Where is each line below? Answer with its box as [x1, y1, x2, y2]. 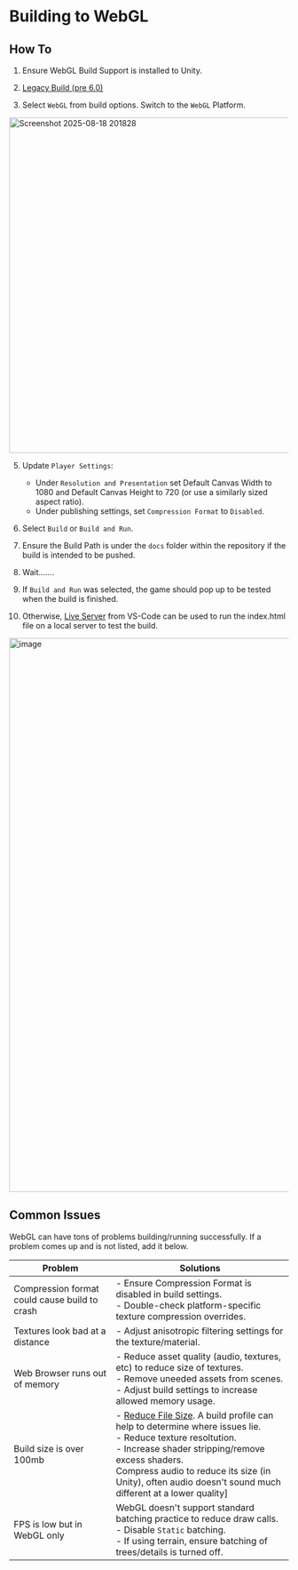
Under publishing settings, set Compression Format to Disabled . [35, 506, 264, 517]
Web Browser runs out [13, 1366, 107, 1379]
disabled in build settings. [115, 1287, 223, 1300]
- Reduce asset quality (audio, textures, [115, 1350, 281, 1362]
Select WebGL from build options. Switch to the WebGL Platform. [21, 100, 247, 110]
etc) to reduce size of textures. [115, 1361, 244, 1374]
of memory [13, 1378, 60, 1390]
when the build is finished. [21, 594, 119, 604]
